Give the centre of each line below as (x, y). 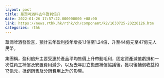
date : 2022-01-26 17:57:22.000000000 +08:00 (51, 19)
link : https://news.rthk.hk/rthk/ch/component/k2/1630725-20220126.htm (79, 23)
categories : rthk (23, 28)
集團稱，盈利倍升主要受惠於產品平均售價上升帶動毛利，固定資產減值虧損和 (80, 58)
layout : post (18, 10)
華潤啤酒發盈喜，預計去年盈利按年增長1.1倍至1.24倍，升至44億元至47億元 (79, 42)
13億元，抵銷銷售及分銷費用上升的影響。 (46, 71)
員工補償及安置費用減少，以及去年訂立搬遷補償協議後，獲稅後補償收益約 (86, 65)
